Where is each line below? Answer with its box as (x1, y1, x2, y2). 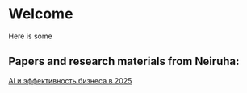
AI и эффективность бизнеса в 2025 (8, 75, 132, 85)
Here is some (8, 31, 52, 41)
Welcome (8, 5, 73, 23)
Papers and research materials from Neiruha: (8, 55, 240, 68)
